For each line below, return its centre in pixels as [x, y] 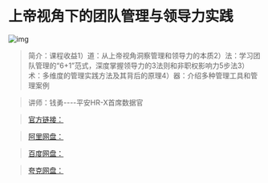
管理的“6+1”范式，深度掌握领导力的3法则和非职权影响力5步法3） [142, 66]
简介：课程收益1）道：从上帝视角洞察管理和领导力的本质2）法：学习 [141, 55]
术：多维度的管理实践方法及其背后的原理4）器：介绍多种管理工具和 [139, 75]
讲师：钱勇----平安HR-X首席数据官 [85, 102]
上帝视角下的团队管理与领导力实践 [121, 16]
